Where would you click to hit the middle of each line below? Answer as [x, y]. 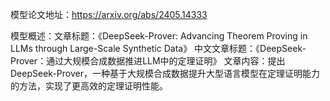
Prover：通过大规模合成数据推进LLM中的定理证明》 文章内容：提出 [148, 61]
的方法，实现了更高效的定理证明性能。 [89, 86]
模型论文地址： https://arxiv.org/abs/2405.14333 [109, 14]
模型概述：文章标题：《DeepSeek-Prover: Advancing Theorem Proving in [159, 36]
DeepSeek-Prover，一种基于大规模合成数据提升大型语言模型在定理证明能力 [165, 73]
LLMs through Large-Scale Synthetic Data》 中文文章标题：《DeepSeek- [158, 48]
